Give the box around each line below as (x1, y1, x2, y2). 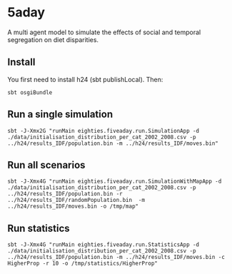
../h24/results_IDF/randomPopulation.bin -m (7, 197, 145, 204)
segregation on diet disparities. (7, 35, 99, 44)
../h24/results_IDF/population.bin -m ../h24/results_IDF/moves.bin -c (7, 254, 225, 261)
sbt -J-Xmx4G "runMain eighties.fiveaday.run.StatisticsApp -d (7, 241, 200, 248)
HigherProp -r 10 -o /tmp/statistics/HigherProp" (7, 260, 158, 268)
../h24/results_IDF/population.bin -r (7, 191, 123, 198)
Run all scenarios (7, 158, 86, 171)
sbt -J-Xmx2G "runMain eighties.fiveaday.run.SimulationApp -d (7, 127, 200, 134)
